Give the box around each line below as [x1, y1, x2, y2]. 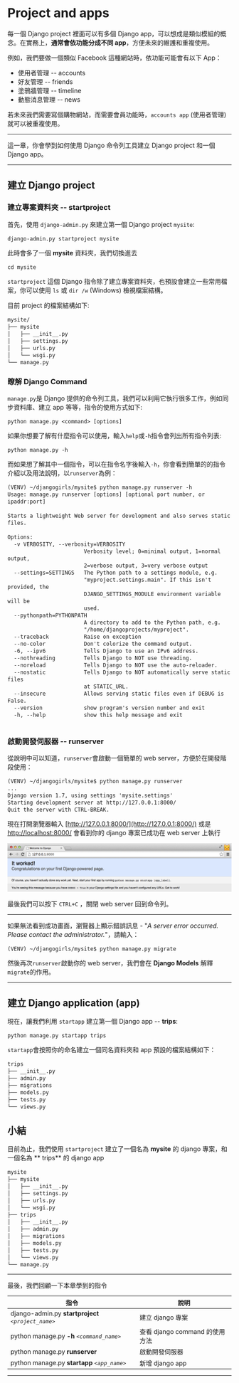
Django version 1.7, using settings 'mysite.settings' [7, 792, 174, 800]
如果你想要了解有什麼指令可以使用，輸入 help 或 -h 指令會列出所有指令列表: [7, 431, 222, 440]
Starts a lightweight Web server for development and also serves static [7, 512, 231, 519]
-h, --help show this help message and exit [14, 711, 183, 719]
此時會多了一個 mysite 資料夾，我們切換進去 [7, 248, 137, 257]
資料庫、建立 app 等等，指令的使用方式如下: [13, 403, 142, 411]
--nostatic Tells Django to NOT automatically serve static [14, 669, 231, 676]
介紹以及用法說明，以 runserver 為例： [7, 468, 117, 477]
